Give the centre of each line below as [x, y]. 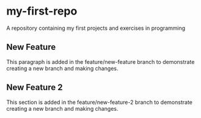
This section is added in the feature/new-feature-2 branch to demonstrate [99, 102]
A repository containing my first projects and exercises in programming [96, 28]
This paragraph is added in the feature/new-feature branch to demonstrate [100, 61]
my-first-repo [42, 11]
